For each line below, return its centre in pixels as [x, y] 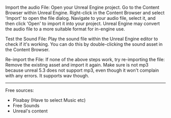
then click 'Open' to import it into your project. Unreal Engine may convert [83, 23]
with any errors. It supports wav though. [47, 76]
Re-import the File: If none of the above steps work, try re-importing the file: [85, 60]
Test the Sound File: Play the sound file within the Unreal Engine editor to [82, 39]
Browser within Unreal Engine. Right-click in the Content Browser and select [85, 13]
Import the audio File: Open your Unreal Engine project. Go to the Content [82, 7]
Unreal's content [30, 111]
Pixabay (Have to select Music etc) [49, 100]
